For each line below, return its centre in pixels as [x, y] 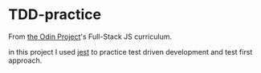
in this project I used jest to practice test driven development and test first [130, 52]
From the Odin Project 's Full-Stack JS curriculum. [90, 36]
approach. [25, 60]
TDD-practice [55, 15]
